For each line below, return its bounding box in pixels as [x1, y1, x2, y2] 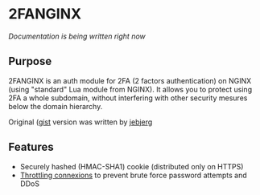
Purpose [8, 55, 52, 68]
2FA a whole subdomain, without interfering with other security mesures [8, 93, 248, 103]
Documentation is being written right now [8, 31, 147, 41]
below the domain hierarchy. [8, 101, 103, 111]
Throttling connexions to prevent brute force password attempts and [19, 170, 247, 180]
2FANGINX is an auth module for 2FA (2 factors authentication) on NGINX [8, 75, 252, 85]
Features [8, 140, 54, 154]
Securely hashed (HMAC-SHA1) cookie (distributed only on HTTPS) [19, 161, 244, 171]
